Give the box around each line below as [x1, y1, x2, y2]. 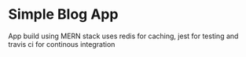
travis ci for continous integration [8, 39, 116, 48]
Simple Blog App [8, 5, 119, 23]
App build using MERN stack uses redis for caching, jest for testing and [8, 31, 239, 41]
